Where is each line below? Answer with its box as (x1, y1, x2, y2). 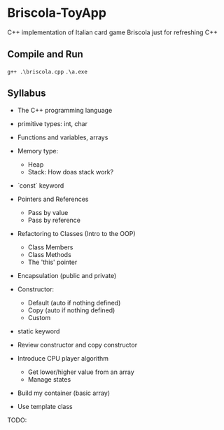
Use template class (17, 402, 73, 410)
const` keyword (19, 181, 64, 190)
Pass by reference (27, 216, 80, 224)
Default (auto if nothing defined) (27, 298, 121, 307)
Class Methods (27, 250, 71, 258)
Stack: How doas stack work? (27, 167, 114, 176)
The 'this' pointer (27, 258, 78, 266)
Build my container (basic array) (17, 389, 111, 397)
